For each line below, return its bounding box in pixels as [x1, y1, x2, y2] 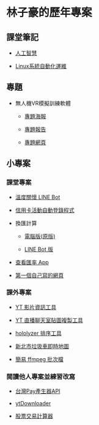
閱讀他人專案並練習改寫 [6, 372, 75, 381]
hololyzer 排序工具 [15, 329, 62, 337]
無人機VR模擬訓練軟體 [15, 99, 71, 107]
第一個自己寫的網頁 [15, 271, 64, 279]
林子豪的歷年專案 [6, 6, 93, 20]
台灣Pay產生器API [15, 388, 61, 395]
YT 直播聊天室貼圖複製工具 [15, 316, 84, 324]
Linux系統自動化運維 [15, 63, 67, 69]
